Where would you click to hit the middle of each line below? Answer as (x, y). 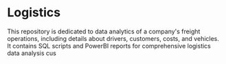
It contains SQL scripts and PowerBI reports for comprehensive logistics (109, 46)
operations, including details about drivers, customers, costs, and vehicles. (113, 38)
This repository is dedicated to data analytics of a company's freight (104, 31)
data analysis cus (32, 53)
